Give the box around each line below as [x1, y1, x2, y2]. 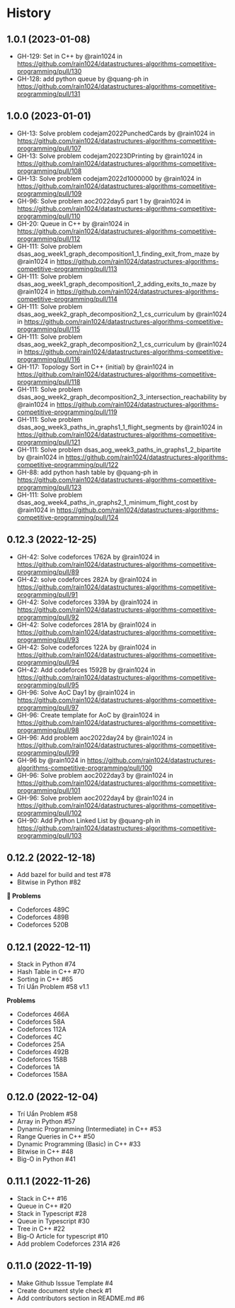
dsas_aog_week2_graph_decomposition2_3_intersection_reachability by [16, 392, 227, 401]
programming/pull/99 [16, 748, 79, 756]
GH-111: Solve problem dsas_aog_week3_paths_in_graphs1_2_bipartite [16, 445, 222, 454]
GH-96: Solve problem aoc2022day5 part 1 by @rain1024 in [16, 196, 191, 205]
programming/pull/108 [16, 167, 82, 175]
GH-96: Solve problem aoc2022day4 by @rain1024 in [16, 793, 174, 802]
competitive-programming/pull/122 [16, 460, 119, 469]
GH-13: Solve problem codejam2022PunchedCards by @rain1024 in [16, 129, 215, 138]
